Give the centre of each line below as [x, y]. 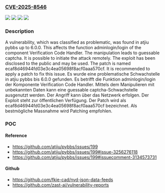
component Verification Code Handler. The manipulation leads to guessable [82, 53]
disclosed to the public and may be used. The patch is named [68, 63]
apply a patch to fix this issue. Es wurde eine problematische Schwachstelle [82, 74]
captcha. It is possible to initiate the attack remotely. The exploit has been [80, 58]
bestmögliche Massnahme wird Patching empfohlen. [59, 111]
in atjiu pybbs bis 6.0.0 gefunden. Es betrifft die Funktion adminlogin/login [81, 79]
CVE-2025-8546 [26, 7]
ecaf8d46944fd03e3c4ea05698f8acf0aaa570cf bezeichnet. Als [71, 105]
